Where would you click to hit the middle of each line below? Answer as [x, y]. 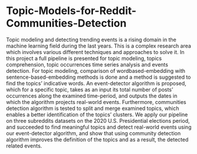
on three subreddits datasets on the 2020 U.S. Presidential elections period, [98, 120]
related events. [24, 146]
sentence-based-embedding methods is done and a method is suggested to [98, 77]
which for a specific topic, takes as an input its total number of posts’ [90, 89]
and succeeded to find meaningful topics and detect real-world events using [99, 127]
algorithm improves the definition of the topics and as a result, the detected [97, 139]
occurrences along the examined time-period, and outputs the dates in [92, 96]
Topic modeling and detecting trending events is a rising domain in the [91, 39]
